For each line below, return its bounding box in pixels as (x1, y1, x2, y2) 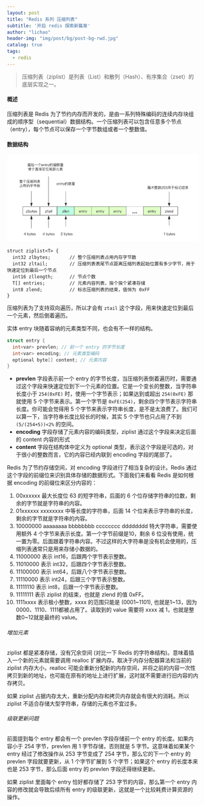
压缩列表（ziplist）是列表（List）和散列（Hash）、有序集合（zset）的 (21, 73, 194, 80)
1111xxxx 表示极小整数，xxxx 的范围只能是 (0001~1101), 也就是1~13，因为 (15, 599, 197, 606)
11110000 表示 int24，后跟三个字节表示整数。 (15, 575, 129, 583)
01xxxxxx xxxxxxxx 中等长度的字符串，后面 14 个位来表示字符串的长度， (15, 507, 196, 515)
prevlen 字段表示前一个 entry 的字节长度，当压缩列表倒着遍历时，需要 (15, 375, 192, 383)
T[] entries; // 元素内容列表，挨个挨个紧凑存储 (12, 280, 146, 286)
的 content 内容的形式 (15, 436, 70, 443)
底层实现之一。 (21, 80, 59, 88)
